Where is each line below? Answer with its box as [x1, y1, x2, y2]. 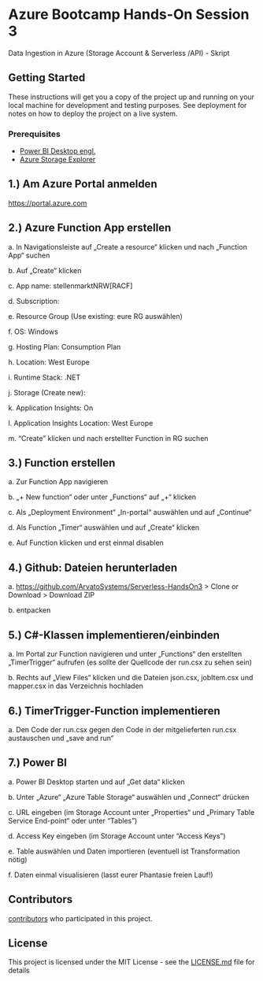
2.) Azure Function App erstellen [8, 221, 172, 235]
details [8, 966, 30, 975]
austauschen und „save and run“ [8, 733, 114, 742]
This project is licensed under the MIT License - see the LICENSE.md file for [8, 957, 255, 967]
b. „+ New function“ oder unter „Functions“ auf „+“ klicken [8, 492, 197, 502]
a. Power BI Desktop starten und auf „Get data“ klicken [8, 777, 185, 787]
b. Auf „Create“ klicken [8, 265, 82, 275]
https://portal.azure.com [8, 198, 87, 208]
